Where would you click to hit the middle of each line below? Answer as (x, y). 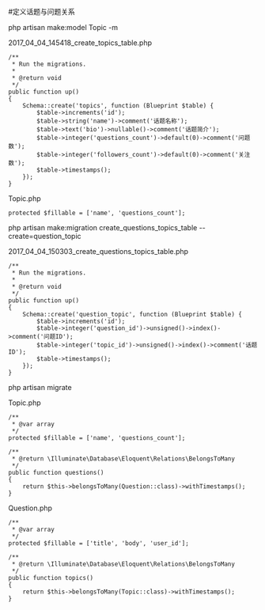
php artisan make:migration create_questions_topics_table (103, 227)
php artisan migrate (40, 387)
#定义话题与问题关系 (42, 11)
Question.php (30, 508)
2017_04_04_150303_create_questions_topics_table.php (98, 251)
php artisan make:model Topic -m (63, 27)
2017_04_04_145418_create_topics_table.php (80, 43)
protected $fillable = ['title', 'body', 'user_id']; (99, 544)
